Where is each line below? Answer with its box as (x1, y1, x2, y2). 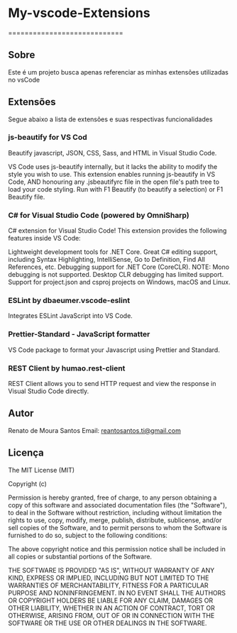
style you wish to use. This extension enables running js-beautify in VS (8, 170, 216, 178)
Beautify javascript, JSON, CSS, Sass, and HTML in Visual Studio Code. (8, 148, 217, 157)
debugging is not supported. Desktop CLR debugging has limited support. (8, 270, 224, 279)
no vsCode (8, 75, 40, 84)
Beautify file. (8, 192, 45, 201)
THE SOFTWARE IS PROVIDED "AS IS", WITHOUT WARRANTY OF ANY (8, 566, 215, 574)
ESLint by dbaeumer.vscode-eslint (8, 296, 131, 306)
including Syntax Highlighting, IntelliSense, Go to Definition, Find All (8, 255, 205, 264)
